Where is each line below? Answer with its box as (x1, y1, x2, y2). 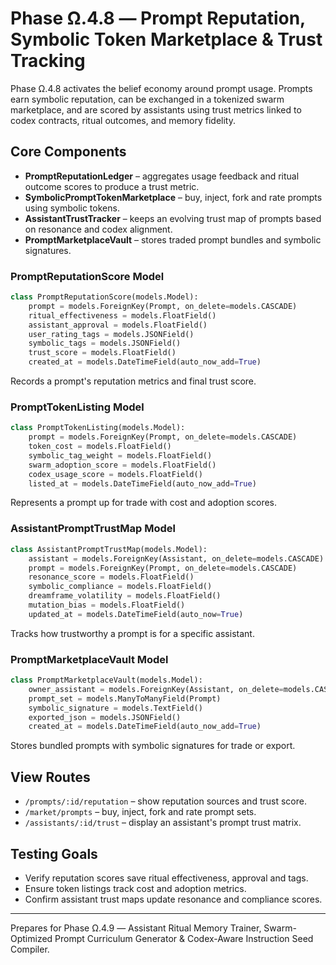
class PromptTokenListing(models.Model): (10, 423, 186, 433)
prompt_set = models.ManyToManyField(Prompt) (28, 693, 222, 704)
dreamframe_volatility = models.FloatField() (28, 591, 222, 601)
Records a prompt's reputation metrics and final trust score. (10, 375, 257, 387)
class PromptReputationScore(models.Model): (10, 292, 199, 302)
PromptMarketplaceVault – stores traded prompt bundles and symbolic (24, 233, 322, 246)
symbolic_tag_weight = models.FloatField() (28, 450, 213, 461)
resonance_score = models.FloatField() (28, 572, 195, 582)
